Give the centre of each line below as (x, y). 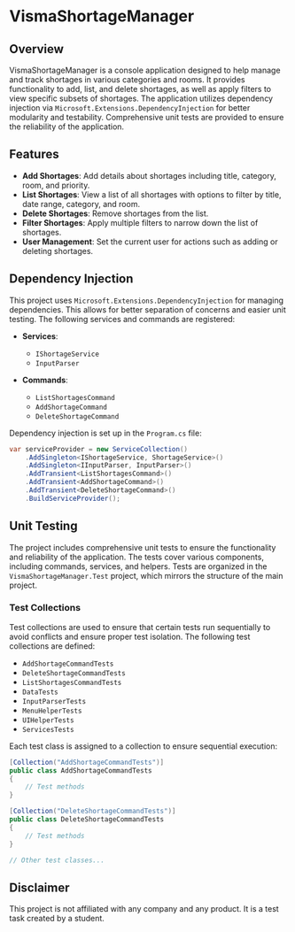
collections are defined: (52, 646)
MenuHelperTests (52, 711)
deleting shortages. (58, 250)
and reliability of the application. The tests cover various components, (136, 557)
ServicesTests (48, 729)
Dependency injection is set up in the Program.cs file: (105, 433)
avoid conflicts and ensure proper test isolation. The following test (130, 636)
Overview (37, 49)
